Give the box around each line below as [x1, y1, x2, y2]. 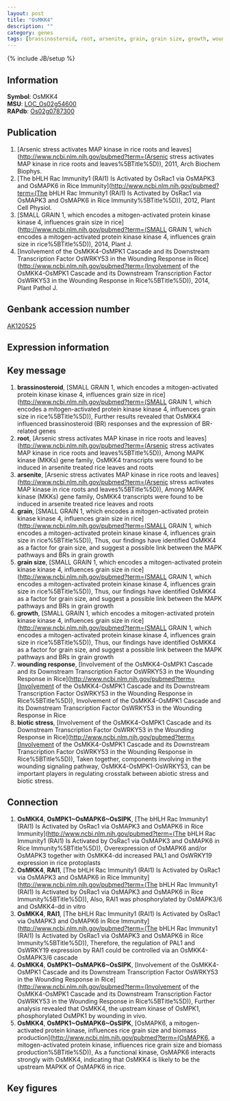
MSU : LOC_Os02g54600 [7, 99, 77, 108]
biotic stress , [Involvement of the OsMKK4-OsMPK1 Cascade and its [16, 718, 212, 726]
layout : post [7, 10, 44, 17]
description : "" [7, 23, 53, 29]
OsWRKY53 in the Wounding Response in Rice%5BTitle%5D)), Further [16, 997, 216, 1005]
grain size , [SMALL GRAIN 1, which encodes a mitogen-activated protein [16, 558, 222, 566]
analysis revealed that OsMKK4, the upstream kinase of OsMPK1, [16, 1004, 201, 1013]
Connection [7, 796, 58, 808]
